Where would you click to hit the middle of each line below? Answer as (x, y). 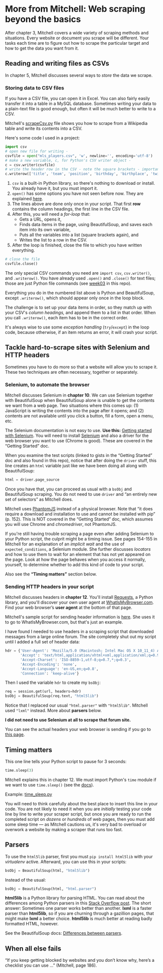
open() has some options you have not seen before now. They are (78, 193)
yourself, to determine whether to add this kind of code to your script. (74, 564)
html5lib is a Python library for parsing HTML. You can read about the (75, 898)
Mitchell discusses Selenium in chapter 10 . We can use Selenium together (79, 395)
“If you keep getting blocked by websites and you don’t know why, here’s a (80, 960)
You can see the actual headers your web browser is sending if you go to (78, 730)
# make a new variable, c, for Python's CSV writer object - (68, 160)
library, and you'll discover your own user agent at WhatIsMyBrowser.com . (80, 602)
